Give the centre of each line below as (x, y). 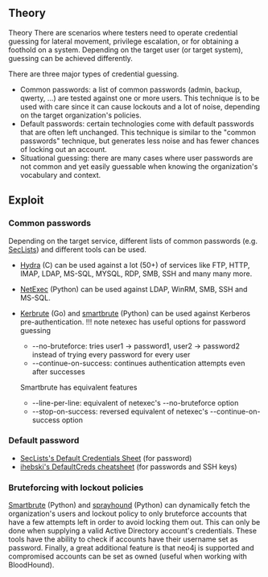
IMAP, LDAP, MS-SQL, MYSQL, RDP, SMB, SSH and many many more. (136, 274)
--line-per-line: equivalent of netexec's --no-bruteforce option (135, 402)
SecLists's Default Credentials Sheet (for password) (106, 458)
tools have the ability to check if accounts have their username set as (124, 539)
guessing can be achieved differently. (70, 58)
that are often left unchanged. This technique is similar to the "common (138, 132)
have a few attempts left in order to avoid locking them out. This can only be (134, 522)
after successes (59, 371)
